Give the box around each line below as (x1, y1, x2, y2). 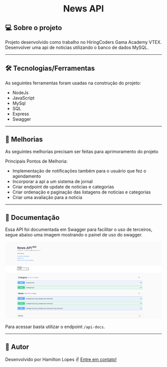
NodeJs (12, 89, 29, 95)
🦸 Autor (5, 343, 29, 352)
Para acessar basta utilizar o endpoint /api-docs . (5, 324, 105, 330)
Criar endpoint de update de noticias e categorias (12, 183, 114, 189)
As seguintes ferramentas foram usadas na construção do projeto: (5, 80, 141, 86)
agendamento (12, 173, 41, 179)
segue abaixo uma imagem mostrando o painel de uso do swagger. (5, 232, 143, 238)
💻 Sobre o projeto (5, 23, 62, 32)
